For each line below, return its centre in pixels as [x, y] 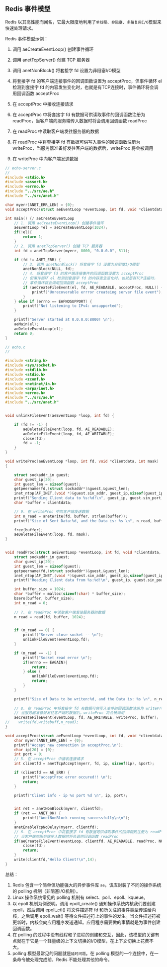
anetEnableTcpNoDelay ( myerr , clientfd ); [56, 827]
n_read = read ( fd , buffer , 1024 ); [50, 617]
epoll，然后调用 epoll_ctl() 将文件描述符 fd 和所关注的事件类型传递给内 [84, 910]
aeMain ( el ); [26, 324]
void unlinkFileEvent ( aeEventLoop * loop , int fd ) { [60, 416]
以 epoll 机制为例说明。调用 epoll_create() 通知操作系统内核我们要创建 [84, 903]
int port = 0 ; [29, 754]
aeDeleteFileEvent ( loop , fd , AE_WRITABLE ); [69, 434]
